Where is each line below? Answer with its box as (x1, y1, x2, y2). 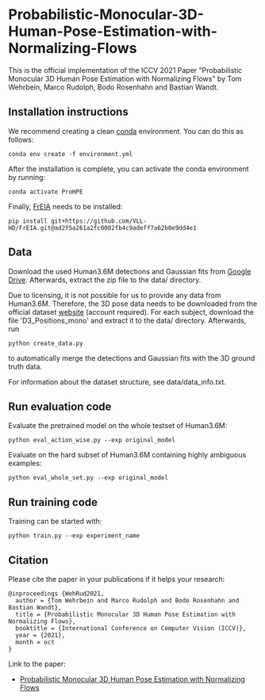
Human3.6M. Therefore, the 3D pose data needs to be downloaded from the (8, 299, 258, 308)
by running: (8, 172, 46, 182)
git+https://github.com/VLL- (50, 216, 148, 225)
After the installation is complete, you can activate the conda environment (8, 164, 249, 174)
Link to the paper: (8, 660, 66, 668)
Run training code (8, 495, 98, 509)
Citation (8, 553, 49, 567)
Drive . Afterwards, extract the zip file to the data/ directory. (8, 275, 202, 285)
